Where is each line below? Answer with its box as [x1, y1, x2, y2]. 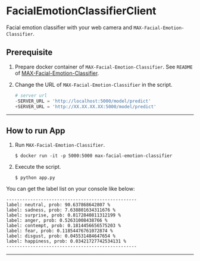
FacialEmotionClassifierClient [6, 4, 157, 18]
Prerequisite [6, 48, 53, 58]
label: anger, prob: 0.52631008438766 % [6, 218, 108, 224]
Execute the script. [14, 163, 61, 171]
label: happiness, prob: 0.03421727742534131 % [6, 238, 127, 244]
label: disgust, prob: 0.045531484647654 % [6, 233, 116, 239]
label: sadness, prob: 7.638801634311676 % [6, 207, 116, 213]
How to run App [6, 125, 65, 136]
